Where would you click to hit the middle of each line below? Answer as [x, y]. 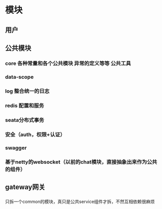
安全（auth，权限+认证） [35, 135]
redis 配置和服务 [25, 105]
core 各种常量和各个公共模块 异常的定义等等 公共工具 [68, 63]
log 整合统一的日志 [27, 91]
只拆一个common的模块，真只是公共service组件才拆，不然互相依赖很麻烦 [80, 201]
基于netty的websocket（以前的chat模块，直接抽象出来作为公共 [81, 162]
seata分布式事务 [25, 120]
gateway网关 [25, 187]
